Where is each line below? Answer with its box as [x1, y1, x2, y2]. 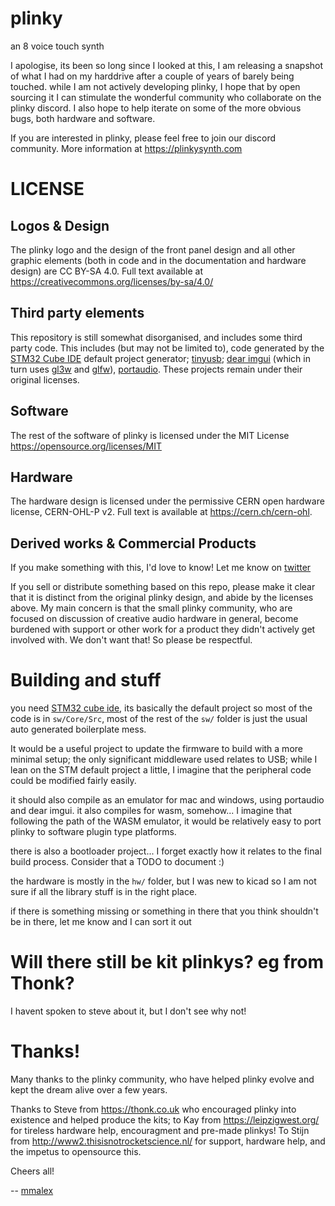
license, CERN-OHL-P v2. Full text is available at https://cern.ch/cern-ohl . [10, 506, 313, 518]
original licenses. [10, 373, 80, 386]
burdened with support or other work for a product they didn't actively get [10, 623, 316, 636]
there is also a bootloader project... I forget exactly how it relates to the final [10, 845, 322, 857]
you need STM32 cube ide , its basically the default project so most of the [10, 702, 313, 714]
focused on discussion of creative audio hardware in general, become [10, 613, 299, 625]
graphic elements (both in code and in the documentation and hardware [10, 254, 307, 266]
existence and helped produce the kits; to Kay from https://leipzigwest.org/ [10, 1114, 320, 1126]
